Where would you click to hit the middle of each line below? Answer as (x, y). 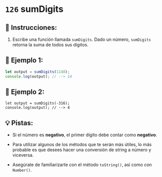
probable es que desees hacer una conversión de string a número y (82, 150)
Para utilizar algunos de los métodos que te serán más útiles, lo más (82, 145)
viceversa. (23, 155)
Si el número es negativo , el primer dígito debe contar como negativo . (85, 135)
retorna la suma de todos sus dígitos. (50, 45)
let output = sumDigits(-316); (38, 103)
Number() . (22, 170)
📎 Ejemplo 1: (24, 60)
